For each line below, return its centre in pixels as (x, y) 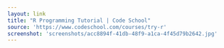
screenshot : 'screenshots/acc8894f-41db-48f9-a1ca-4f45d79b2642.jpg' (113, 34)
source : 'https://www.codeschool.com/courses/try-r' (87, 27)
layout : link (27, 14)
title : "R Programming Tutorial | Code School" (79, 20)
